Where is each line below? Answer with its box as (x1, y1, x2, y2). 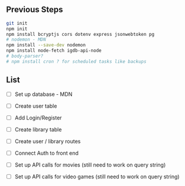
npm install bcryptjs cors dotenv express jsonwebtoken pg (6, 31, 155, 37)
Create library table (14, 126, 62, 133)
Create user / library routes (14, 138, 81, 145)
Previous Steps (6, 5, 63, 15)
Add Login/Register (14, 114, 62, 121)
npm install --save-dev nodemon (6, 42, 86, 48)
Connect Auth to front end (14, 150, 79, 157)
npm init (6, 26, 28, 32)
